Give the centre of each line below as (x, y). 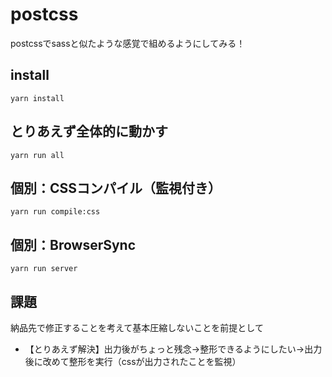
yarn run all (37, 155)
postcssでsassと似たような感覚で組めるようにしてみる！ (128, 43)
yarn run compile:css (55, 212)
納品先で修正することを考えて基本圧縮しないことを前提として (137, 327)
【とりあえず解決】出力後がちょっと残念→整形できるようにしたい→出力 (173, 349)
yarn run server (44, 269)
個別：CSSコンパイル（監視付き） (116, 188)
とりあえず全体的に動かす (89, 131)
